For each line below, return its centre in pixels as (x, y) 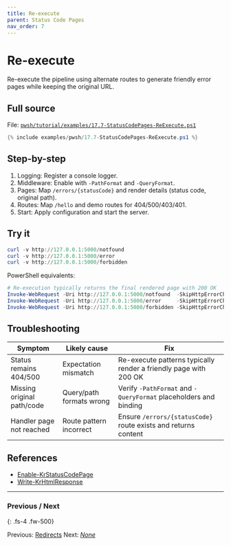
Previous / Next (33, 506)
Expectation (81, 364)
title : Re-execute (33, 13)
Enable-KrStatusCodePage (55, 475)
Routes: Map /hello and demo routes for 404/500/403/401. (102, 204)
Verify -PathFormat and (155, 388)
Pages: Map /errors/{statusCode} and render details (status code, (111, 190)
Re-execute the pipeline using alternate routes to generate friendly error (109, 79)
